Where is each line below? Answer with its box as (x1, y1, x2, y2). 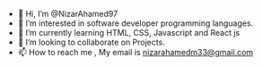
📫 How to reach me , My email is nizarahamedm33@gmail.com (17, 47, 254, 57)
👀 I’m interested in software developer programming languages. (17, 18, 254, 29)
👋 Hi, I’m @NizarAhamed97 (17, 9, 118, 19)
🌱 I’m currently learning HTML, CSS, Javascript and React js (17, 28, 241, 37)
